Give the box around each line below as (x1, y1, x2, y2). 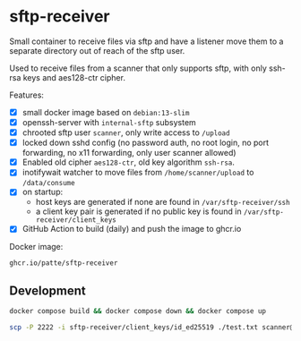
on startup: (21, 186, 64, 198)
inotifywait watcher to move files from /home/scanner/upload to (21, 167, 254, 178)
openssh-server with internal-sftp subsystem (21, 117, 197, 127)
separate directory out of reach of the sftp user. (9, 45, 185, 55)
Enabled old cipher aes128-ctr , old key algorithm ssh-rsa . (21, 157, 236, 167)
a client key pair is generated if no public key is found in (35, 206, 242, 217)
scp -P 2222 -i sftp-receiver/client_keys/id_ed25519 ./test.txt (9, 323, 258, 332)
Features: (9, 90, 45, 100)
